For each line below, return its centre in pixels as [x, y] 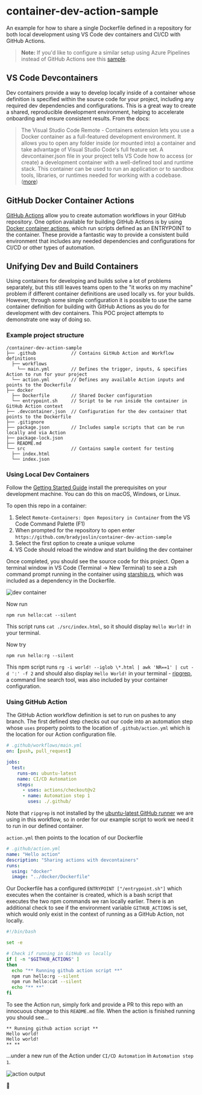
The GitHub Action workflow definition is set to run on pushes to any [91, 715]
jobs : [13, 762]
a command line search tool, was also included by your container [87, 680]
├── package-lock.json [35, 438]
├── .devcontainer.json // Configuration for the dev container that [97, 411]
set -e [14, 943]
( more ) [29, 181]
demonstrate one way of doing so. [49, 320]
